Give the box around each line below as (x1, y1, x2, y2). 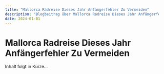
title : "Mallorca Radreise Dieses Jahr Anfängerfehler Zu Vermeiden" (5, 7, 150, 12)
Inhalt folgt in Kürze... (5, 64, 48, 70)
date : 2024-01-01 (5, 16, 41, 21)
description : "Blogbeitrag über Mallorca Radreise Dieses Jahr (5, 12, 137, 17)
